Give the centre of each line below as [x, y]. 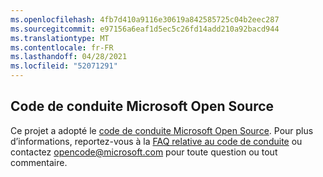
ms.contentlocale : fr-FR [62, 47]
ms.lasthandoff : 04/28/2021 [69, 57]
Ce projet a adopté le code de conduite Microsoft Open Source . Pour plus [162, 130]
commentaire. [39, 162]
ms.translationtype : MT [60, 38]
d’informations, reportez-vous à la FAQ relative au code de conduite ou [156, 141]
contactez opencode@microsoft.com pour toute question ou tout [144, 152]
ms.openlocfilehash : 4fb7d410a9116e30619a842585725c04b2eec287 [145, 19]
